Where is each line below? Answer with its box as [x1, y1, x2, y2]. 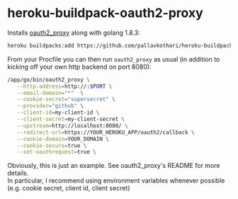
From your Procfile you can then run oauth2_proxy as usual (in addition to [7, 55, 220, 63]
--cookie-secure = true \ [16, 142, 87, 149]
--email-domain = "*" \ [16, 89, 84, 96]
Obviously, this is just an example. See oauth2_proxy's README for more [7, 161, 220, 170]
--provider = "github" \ [16, 103, 84, 110]
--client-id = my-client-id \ [16, 109, 100, 116]
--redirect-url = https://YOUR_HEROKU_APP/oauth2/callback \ [16, 129, 195, 136]
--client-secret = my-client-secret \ [16, 115, 125, 123]
